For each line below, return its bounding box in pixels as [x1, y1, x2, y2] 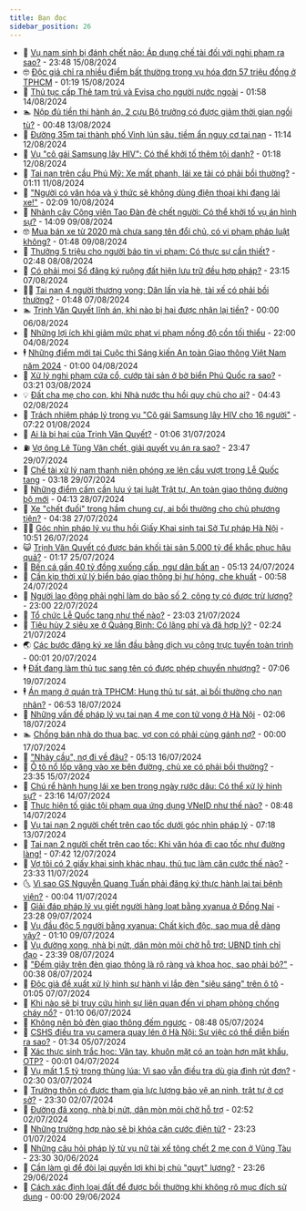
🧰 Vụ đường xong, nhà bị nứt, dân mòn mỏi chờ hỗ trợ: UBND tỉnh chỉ [22, 939, 280, 950]
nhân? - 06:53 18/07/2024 [22, 699, 122, 710]
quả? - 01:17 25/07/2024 [22, 551, 116, 562]
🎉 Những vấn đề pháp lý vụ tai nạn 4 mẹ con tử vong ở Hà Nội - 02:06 [22, 708, 286, 720]
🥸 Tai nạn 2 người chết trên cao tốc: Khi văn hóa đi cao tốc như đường [22, 838, 285, 849]
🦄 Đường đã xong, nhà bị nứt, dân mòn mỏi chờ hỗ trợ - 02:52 [22, 1103, 254, 1114]
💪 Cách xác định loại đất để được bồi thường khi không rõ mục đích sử [22, 1181, 287, 1192]
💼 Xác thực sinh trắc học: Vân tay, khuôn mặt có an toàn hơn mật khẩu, [22, 1045, 289, 1057]
